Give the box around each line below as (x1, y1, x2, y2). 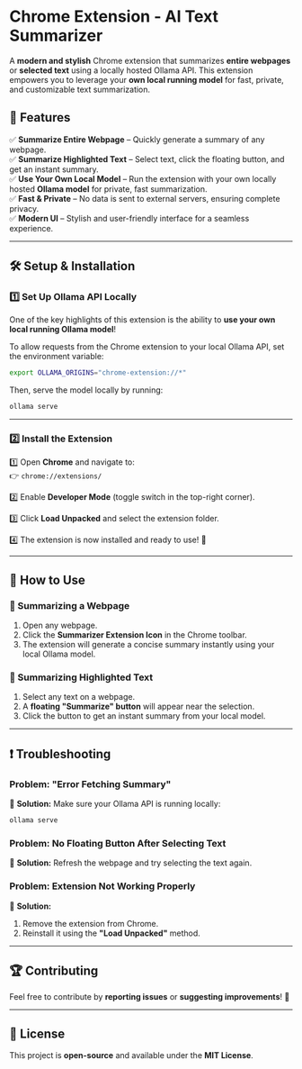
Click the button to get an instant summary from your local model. (22, 711, 266, 721)
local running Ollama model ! (9, 324, 117, 335)
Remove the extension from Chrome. (22, 918, 159, 929)
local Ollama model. (22, 648, 96, 659)
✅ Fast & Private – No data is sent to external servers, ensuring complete (9, 193, 280, 204)
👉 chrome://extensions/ (9, 470, 102, 481)
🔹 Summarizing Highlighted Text (9, 671, 154, 684)
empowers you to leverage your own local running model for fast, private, (9, 74, 285, 85)
